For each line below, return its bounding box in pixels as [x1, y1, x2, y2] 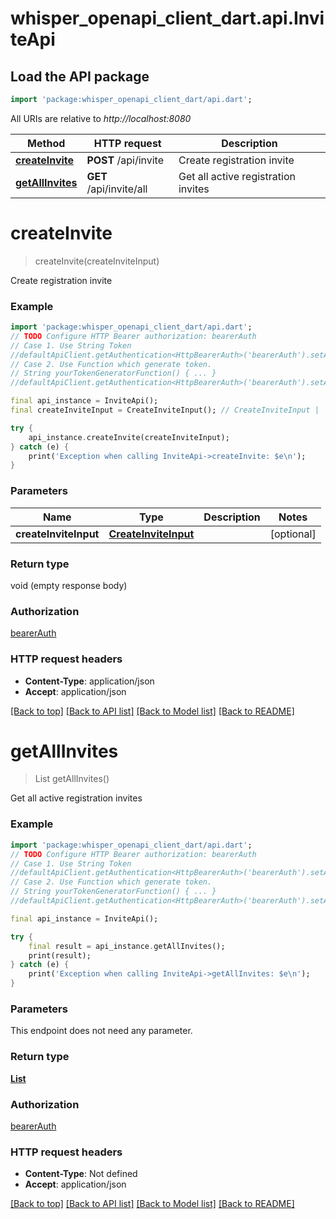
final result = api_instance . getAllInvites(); [28, 941, 226, 951]
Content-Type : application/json [24, 675, 155, 687]
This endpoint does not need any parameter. [10, 1025, 193, 1037]
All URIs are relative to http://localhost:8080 [10, 112, 192, 124]
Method [27, 136, 66, 150]
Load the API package [10, 68, 150, 85]
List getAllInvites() [34, 773, 110, 785]
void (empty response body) [10, 579, 128, 591]
